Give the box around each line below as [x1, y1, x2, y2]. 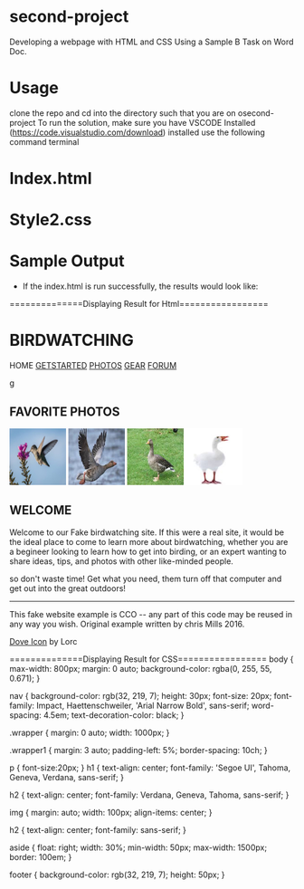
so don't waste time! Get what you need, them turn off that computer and [9, 573, 282, 584]
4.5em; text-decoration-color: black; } [43, 709, 185, 721]
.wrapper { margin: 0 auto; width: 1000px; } [9, 727, 170, 738]
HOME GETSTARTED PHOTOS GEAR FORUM [9, 360, 177, 371]
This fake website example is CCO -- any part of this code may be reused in [9, 608, 292, 619]
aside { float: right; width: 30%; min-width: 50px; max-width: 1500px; [9, 842, 268, 853]
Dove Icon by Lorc [9, 636, 78, 646]
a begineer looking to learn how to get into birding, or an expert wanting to [9, 546, 287, 557]
